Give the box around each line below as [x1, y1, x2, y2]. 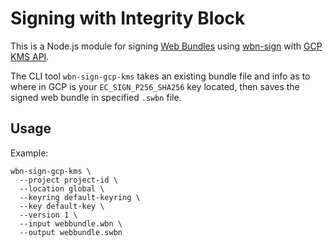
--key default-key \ [19, 201, 105, 211]
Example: [10, 147, 49, 159]
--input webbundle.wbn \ [19, 218, 123, 229]
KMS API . [10, 50, 50, 62]
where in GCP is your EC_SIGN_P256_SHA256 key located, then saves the [10, 80, 300, 92]
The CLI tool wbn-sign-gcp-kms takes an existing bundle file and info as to [10, 70, 311, 82]
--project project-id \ [19, 175, 118, 185]
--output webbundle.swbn [19, 227, 123, 237]
